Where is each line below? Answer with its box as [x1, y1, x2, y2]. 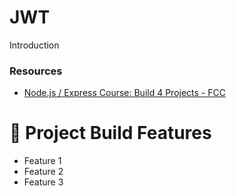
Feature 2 [23, 166, 64, 178]
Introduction [9, 39, 60, 51]
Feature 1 [23, 155, 62, 167]
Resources [9, 64, 63, 78]
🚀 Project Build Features [9, 122, 212, 145]
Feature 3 [23, 176, 64, 188]
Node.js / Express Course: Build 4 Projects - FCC [23, 87, 226, 99]
